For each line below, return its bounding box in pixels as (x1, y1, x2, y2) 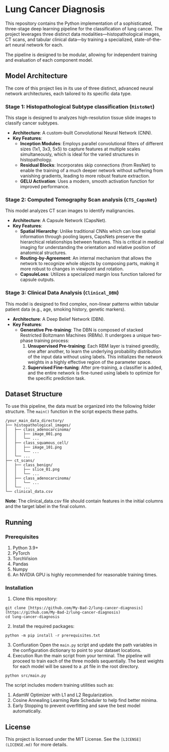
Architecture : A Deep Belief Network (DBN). (12, 316, 105, 322)
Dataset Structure (5, 390, 63, 398)
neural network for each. (12, 41, 64, 48)
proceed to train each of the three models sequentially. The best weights (12, 658, 164, 664)
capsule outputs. (20, 277, 55, 283)
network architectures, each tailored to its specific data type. (5, 90, 132, 97)
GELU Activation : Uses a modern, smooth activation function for (20, 178, 155, 184)
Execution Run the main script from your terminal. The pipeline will (12, 653, 151, 659)
